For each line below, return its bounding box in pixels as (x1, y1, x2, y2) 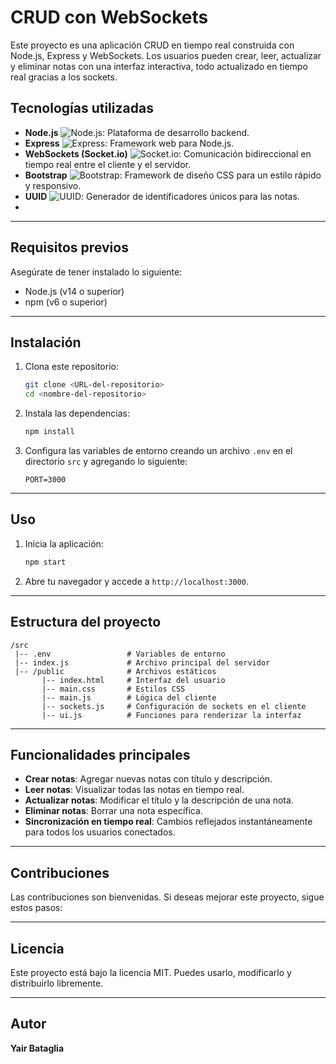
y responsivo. (24, 179, 82, 191)
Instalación (10, 334, 82, 351)
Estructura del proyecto (10, 614, 162, 631)
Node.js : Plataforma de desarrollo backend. (24, 126, 250, 138)
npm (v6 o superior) (24, 296, 108, 308)
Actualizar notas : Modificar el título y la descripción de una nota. (24, 794, 294, 806)
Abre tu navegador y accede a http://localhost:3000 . (24, 575, 249, 587)
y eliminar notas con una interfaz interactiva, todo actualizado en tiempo (10, 60, 308, 72)
